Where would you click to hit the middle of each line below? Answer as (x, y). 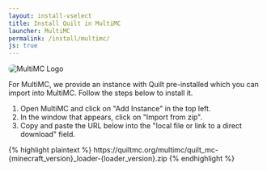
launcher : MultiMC (39, 31)
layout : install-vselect (50, 16)
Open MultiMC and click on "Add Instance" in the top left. (115, 109)
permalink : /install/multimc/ (59, 38)
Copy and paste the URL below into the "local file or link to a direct (131, 126)
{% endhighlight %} (201, 159)
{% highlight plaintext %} (50, 150)
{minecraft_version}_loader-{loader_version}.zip (88, 159)
